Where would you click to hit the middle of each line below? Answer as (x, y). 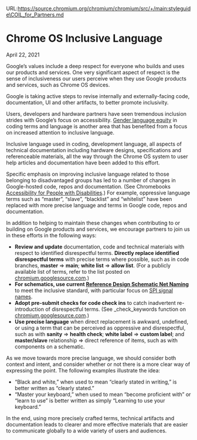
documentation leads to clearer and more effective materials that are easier (97, 424)
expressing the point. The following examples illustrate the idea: (83, 370)
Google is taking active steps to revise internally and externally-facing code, (98, 96)
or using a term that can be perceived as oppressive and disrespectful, (100, 328)
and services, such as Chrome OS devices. (58, 85)
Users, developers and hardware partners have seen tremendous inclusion (96, 113)
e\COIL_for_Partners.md (35, 15)
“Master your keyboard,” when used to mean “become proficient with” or (103, 394)
